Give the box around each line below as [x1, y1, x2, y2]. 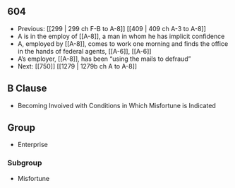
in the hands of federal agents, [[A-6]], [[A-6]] [17, 47, 152, 55]
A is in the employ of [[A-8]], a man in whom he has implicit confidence [17, 32, 225, 40]
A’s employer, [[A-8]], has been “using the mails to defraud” [17, 54, 191, 63]
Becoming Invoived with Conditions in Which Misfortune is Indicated [17, 101, 217, 110]
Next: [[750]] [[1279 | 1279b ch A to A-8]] [17, 61, 138, 70]
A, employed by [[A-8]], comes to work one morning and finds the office [17, 39, 229, 48]
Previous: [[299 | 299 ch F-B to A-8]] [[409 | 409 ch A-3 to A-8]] [17, 24, 207, 33]
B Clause [7, 83, 47, 95]
